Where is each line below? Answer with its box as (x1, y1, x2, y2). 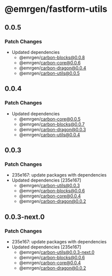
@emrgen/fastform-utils (4, 3, 108, 15)
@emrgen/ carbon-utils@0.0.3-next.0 (19, 249, 95, 255)
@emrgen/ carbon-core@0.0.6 (19, 59, 81, 65)
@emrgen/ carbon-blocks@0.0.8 (19, 54, 85, 60)
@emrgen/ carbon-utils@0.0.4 (19, 132, 80, 138)
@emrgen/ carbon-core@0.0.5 (19, 116, 81, 122)
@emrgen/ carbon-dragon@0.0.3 (19, 126, 86, 132)
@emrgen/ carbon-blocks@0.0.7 (19, 121, 85, 127)
